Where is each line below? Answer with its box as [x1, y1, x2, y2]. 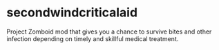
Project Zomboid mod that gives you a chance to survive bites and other [6, 27, 212, 36]
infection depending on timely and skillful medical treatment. [6, 34, 179, 42]
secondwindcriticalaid [6, 5, 138, 21]
